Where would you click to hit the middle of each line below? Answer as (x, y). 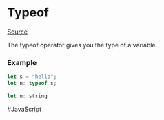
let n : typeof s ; (32, 84)
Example (22, 62)
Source (17, 32)
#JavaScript (24, 109)
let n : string (28, 96)
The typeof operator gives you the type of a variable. (82, 45)
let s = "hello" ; (32, 77)
